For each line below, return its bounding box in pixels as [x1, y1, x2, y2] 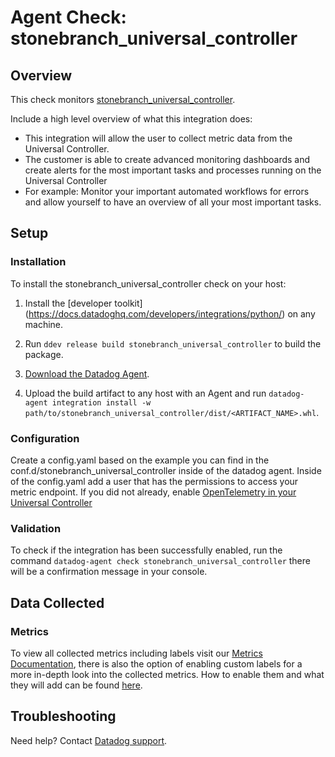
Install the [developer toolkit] [24, 297, 143, 309]
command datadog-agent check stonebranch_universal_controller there [10, 555, 311, 567]
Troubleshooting [10, 708, 117, 725]
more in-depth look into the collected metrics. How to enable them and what [10, 668, 325, 680]
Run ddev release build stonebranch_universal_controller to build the [24, 337, 322, 350]
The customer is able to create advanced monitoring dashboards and [24, 154, 311, 165]
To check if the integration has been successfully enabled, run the [10, 544, 283, 556]
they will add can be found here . [10, 679, 143, 691]
